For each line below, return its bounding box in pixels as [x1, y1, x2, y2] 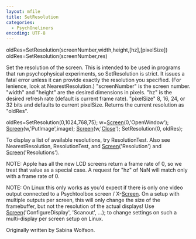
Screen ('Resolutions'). [6, 149, 60, 156]
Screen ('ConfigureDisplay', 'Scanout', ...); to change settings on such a [6, 209, 177, 216]
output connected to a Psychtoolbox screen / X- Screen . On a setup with [6, 190, 180, 197]
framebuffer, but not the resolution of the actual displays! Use [6, 203, 154, 210]
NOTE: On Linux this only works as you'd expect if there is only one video [6, 184, 183, 191]
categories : [6, 19, 35, 25]
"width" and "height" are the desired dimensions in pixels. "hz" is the [6, 89, 173, 96]
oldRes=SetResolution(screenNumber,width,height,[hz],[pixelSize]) [6, 46, 168, 53]
